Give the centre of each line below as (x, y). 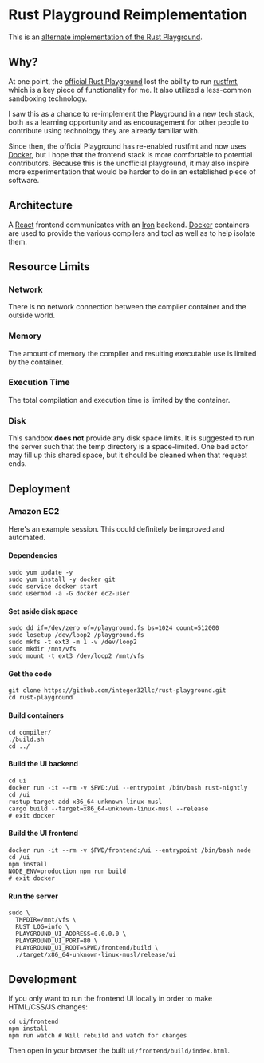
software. (24, 180)
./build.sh (26, 739)
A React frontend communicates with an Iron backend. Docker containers (129, 225)
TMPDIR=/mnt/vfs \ (46, 920)
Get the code (30, 674)
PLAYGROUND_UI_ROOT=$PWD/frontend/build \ (87, 948)
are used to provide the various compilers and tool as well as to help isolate (132, 233)
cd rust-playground (41, 698)
